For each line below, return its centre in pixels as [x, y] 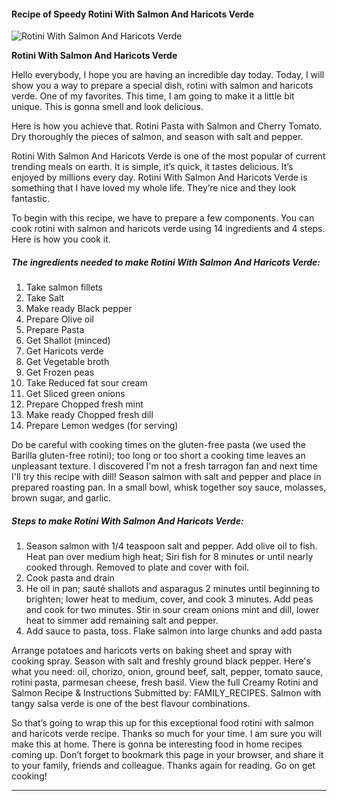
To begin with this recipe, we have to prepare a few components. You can [163, 218]
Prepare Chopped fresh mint [84, 404]
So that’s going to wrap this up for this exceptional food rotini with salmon [162, 723]
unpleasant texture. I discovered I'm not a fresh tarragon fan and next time [164, 466]
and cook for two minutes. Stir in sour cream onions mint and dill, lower [172, 610]
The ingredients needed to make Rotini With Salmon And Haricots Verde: [166, 262]
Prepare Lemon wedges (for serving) [102, 426]
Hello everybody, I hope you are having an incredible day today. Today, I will [168, 75]
